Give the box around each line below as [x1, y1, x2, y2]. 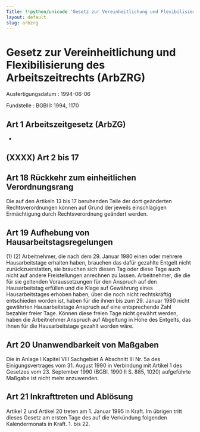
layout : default [6, 14, 46, 20]
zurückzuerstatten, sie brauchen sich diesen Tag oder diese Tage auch [6, 266, 180, 273]
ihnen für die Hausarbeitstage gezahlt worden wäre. [6, 322, 134, 330]
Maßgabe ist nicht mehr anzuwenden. [6, 374, 99, 381]
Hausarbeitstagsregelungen [6, 237, 113, 247]
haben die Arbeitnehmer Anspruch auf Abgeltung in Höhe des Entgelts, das [6, 316, 192, 324]
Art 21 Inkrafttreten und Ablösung [6, 391, 133, 402]
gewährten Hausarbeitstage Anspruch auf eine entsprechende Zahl [6, 303, 171, 310]
